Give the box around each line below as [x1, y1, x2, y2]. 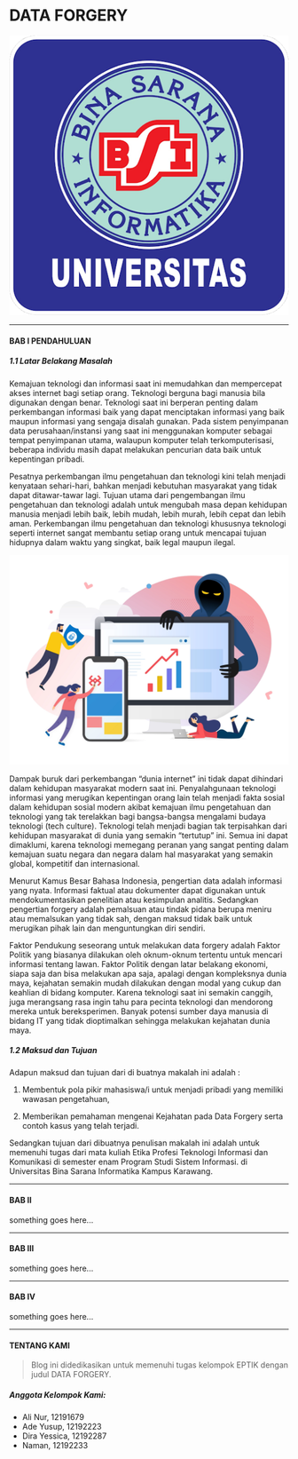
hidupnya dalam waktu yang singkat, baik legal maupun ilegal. [9, 536, 236, 547]
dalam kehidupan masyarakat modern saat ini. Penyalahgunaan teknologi [9, 782, 277, 793]
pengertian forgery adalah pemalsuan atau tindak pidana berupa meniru [9, 903, 272, 915]
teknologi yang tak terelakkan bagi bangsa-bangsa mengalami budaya [9, 811, 266, 821]
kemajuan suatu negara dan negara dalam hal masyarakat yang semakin [9, 849, 273, 860]
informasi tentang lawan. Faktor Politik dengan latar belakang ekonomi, [9, 958, 269, 969]
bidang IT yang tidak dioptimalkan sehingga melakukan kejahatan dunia [9, 1015, 271, 1026]
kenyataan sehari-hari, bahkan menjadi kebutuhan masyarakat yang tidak [9, 480, 278, 491]
